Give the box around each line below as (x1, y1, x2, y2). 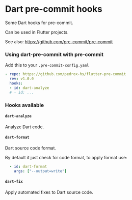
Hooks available (5, 102, 44, 109)
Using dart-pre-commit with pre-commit (5, 51, 104, 57)
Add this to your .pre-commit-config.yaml (5, 62, 89, 68)
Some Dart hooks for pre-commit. (5, 20, 74, 26)
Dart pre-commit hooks (5, 3, 103, 15)
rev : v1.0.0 (9, 76, 34, 82)
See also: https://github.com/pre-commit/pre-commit (5, 38, 113, 45)
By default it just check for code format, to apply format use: (5, 154, 128, 160)
